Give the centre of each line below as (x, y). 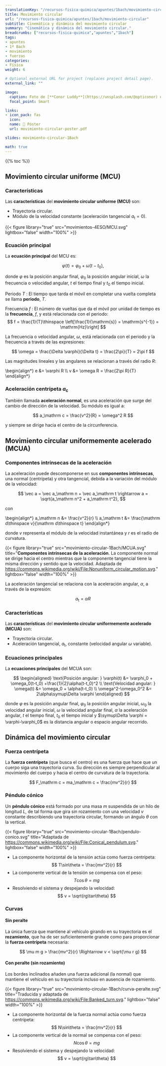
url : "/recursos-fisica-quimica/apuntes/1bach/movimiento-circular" (77, 19)
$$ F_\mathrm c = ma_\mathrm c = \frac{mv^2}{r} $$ (83, 783)
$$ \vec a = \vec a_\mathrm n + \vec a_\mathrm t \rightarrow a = (83, 493)
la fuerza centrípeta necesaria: (37, 942)
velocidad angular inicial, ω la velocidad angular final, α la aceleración (76, 710)
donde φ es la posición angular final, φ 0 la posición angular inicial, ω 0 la (78, 704)
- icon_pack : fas (23, 115)
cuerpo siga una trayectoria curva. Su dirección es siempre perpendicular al (83, 768)
